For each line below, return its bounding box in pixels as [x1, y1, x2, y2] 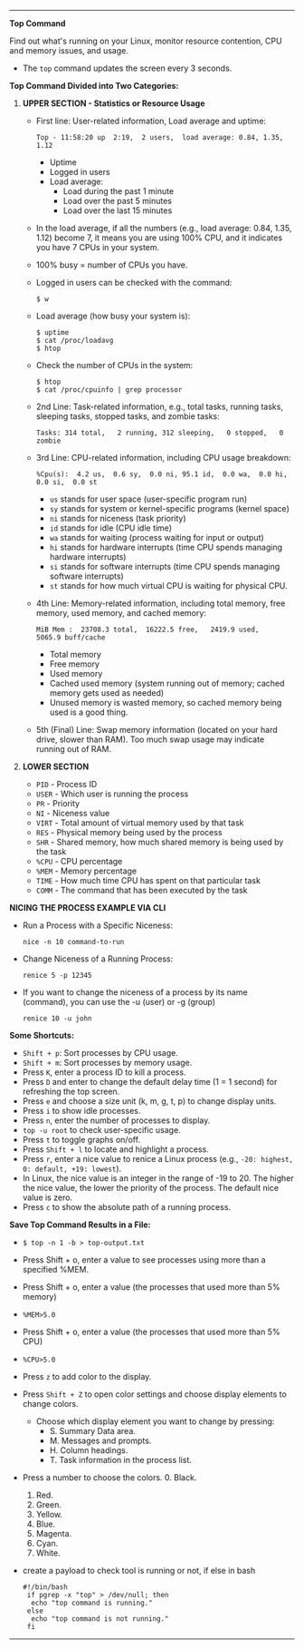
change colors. [22, 1399, 79, 1409]
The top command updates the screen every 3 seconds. [22, 63, 233, 73]
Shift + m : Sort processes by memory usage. [22, 1058, 193, 1068]
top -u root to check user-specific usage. [22, 1125, 181, 1135]
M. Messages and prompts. [49, 1435, 152, 1446]
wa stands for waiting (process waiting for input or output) [49, 532, 264, 542]
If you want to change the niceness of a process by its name [22, 987, 248, 998]
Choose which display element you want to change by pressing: [35, 1416, 275, 1427]
